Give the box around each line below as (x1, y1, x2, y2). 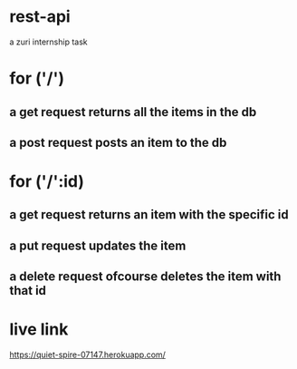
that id (9, 283, 47, 298)
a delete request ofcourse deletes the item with (9, 269, 282, 285)
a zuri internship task (9, 36, 88, 47)
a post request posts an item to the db (9, 134, 227, 151)
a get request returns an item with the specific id (9, 207, 289, 223)
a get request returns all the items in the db (9, 104, 257, 120)
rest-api (9, 6, 71, 27)
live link (9, 319, 69, 340)
